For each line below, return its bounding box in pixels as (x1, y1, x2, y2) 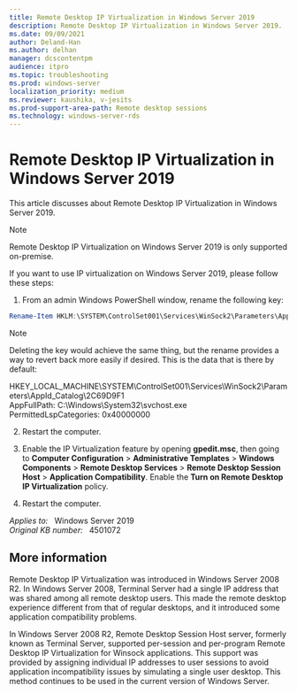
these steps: (9, 278, 55, 289)
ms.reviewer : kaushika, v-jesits (9, 95, 133, 104)
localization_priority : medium (9, 87, 125, 96)
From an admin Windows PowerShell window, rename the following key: (21, 295, 285, 305)
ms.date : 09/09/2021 (9, 29, 86, 38)
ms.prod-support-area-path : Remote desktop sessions (9, 104, 208, 112)
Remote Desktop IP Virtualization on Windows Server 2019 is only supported (9, 242, 288, 252)
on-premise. (9, 251, 55, 262)
